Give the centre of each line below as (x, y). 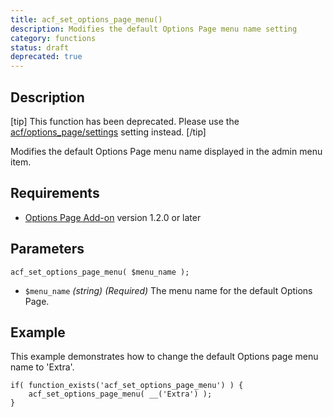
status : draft (40, 47)
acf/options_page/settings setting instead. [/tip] (108, 132)
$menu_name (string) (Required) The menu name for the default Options (168, 290)
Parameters (47, 249)
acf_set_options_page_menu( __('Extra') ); (120, 394)
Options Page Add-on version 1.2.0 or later (113, 217)
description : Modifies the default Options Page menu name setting (154, 29)
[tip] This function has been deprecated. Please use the (125, 121)
